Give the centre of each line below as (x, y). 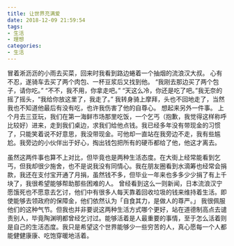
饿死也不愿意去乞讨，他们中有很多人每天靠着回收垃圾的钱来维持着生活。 (117, 192)
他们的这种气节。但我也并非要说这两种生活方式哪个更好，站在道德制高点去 (114, 209)
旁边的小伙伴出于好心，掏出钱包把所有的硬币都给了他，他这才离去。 (123, 142)
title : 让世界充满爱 (34, 14)
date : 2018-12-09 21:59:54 (46, 20)
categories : (24, 46)
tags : (15, 26)
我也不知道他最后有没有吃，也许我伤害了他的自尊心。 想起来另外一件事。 (112, 108)
